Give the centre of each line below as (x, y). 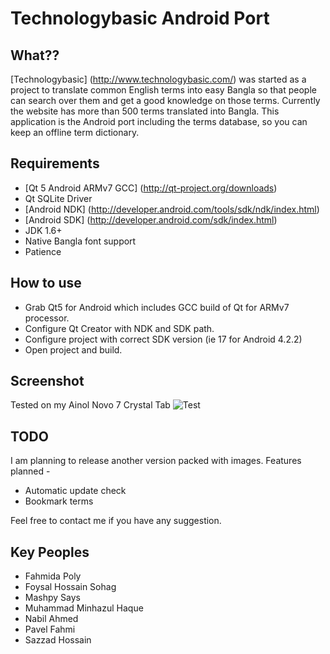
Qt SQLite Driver (58, 198)
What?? (35, 55)
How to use (46, 283)
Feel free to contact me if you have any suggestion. (116, 521)
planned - (30, 471)
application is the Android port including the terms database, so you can (159, 121)
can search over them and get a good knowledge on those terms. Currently (165, 100)
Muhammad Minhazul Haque (84, 608)
